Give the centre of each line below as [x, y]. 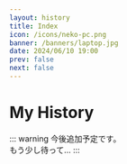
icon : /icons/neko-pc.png [58, 34]
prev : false [32, 59]
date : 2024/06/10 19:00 [54, 51]
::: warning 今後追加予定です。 [65, 138]
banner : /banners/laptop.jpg [64, 43]
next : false [32, 68]
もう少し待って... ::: [45, 150]
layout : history [40, 18]
